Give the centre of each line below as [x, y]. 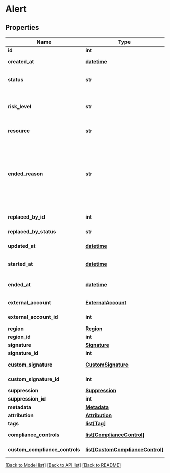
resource [19, 131]
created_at [21, 62]
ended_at [19, 285]
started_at [20, 264]
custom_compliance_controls [44, 449]
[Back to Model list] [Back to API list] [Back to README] [63, 465]
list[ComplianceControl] [115, 435]
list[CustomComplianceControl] [124, 449]
